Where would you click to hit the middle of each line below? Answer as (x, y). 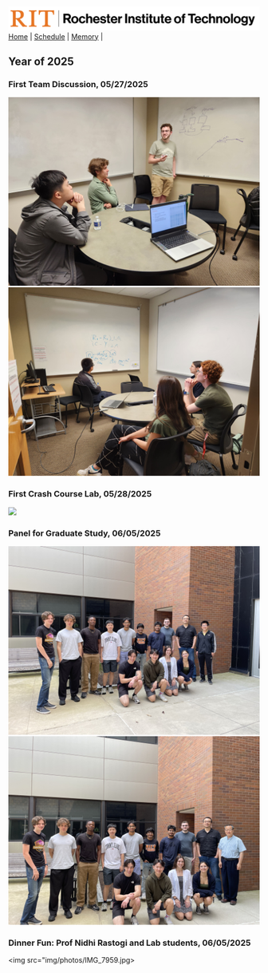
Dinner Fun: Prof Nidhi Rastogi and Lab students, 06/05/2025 (130, 943)
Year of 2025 (41, 62)
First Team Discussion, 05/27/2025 (79, 85)
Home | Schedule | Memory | (56, 36)
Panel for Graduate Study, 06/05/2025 (85, 533)
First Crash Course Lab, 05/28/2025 (80, 494)
